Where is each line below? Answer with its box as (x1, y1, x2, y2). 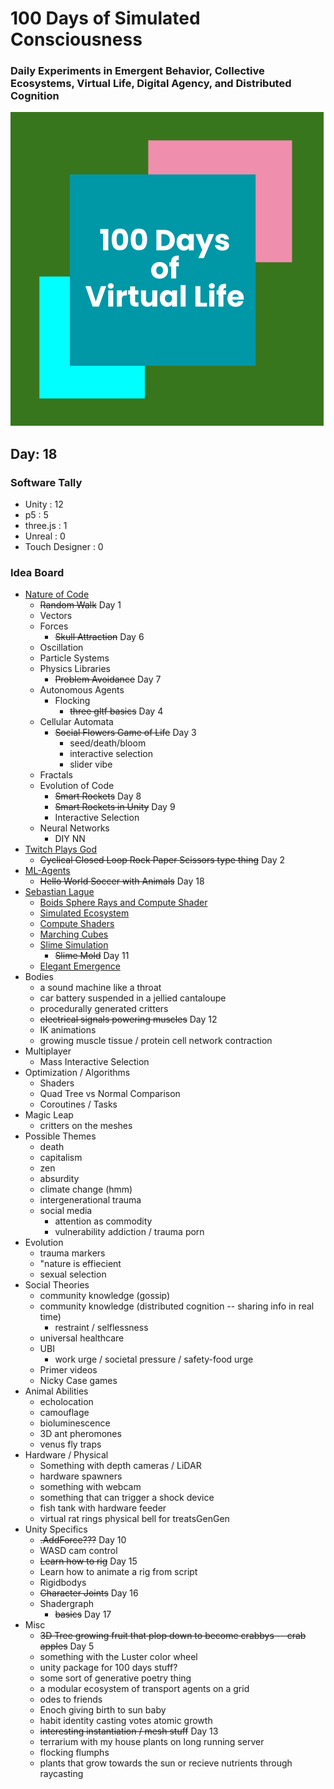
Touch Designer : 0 (24, 541, 104, 553)
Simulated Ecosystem (39, 907, 130, 919)
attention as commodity (54, 1215, 153, 1227)
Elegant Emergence (39, 960, 121, 972)
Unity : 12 (24, 498, 64, 511)
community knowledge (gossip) (39, 1290, 171, 1302)
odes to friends (39, 1693, 103, 1706)
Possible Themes (24, 1130, 97, 1142)
